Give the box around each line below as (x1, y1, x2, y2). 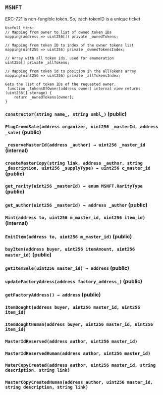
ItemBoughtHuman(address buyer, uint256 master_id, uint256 (5, 321, 154, 327)
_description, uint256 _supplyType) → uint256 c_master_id (5, 165, 151, 171)
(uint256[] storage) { (5, 90, 52, 96)
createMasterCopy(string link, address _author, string (5, 160, 143, 166)
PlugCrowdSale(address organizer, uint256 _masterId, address (5, 124, 159, 129)
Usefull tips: (5, 25, 35, 30)
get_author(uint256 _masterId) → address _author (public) (5, 201, 148, 208)
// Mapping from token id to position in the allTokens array (5, 69, 136, 74)
